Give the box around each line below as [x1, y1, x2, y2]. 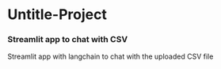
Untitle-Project [7, 6, 108, 24]
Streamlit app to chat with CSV [7, 34, 128, 45]
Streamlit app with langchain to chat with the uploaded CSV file [7, 52, 214, 61]
